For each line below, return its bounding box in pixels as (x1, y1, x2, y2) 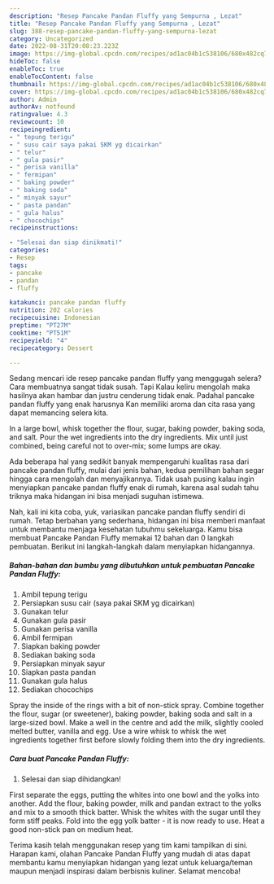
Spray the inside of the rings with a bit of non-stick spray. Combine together (9, 701, 264, 711)
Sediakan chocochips (20, 685, 94, 694)
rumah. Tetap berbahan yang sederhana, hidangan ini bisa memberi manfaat (9, 516, 266, 526)
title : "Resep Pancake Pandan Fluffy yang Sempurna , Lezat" (9, 20, 221, 28)
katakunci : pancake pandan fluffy (9, 299, 127, 307)
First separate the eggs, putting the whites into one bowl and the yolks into (9, 790, 259, 800)
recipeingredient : (9, 125, 72, 133)
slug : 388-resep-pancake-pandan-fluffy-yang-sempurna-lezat (9, 27, 218, 35)
